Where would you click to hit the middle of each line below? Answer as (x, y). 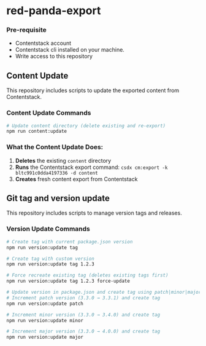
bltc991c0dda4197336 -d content (56, 173)
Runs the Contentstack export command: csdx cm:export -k (91, 167)
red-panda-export (54, 11)
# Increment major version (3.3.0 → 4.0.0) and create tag (83, 332)
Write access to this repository (54, 57)
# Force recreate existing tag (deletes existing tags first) (87, 275)
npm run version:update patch (45, 304)
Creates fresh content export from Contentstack (76, 179)
